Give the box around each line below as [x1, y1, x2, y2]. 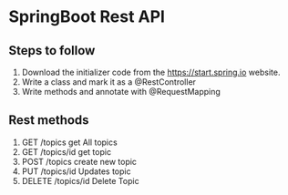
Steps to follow [8, 43, 96, 58]
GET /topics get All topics [21, 137, 118, 148]
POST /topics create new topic [21, 156, 138, 167]
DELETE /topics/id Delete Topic [21, 175, 139, 186]
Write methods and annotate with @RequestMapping [21, 87, 221, 97]
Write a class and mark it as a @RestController [21, 77, 197, 87]
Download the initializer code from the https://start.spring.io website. [21, 67, 281, 77]
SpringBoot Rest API [8, 6, 166, 27]
